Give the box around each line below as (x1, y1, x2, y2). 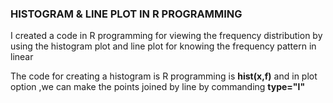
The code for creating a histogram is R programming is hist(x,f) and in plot (10, 70, 318, 82)
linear (10, 51, 34, 63)
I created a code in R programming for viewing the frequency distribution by (10, 30, 323, 42)
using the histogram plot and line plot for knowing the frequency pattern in (10, 40, 317, 52)
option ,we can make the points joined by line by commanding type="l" (10, 81, 306, 93)
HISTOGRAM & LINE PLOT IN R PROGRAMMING (10, 7, 243, 21)
